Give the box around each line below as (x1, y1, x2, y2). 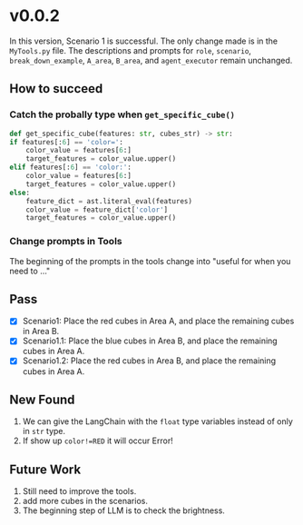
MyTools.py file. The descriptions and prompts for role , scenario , (9, 45, 252, 55)
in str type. (22, 426, 66, 437)
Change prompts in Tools (9, 235, 122, 248)
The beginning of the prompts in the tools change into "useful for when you (9, 255, 291, 266)
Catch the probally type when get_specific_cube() (9, 108, 236, 121)
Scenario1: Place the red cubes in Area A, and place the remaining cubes (22, 315, 295, 327)
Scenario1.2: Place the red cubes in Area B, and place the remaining (22, 355, 277, 366)
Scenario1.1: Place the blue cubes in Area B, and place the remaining (22, 335, 279, 346)
